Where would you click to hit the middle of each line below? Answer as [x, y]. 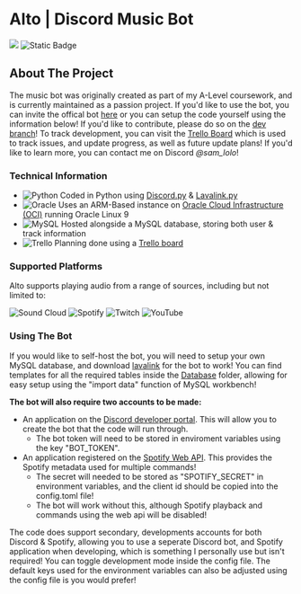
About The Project [62, 73]
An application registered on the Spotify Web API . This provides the [147, 457]
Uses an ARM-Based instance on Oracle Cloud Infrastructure [171, 205]
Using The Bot [41, 336]
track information [54, 234]
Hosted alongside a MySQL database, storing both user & [167, 224]
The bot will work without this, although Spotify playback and [149, 505]
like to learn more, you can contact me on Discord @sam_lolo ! [124, 152]
